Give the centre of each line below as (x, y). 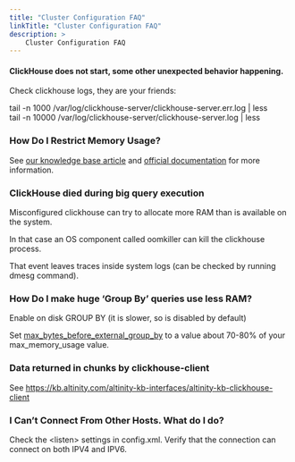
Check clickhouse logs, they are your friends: (93, 91)
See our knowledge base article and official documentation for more (135, 160)
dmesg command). (44, 276)
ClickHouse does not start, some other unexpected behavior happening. (147, 71)
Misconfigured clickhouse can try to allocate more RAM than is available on (148, 213)
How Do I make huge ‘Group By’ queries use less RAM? (131, 298)
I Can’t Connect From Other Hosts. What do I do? (117, 420)
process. (25, 249)
